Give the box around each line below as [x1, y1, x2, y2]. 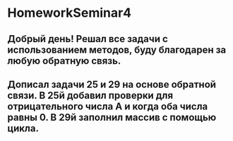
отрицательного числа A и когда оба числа [7, 100, 208, 112]
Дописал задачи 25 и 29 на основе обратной [7, 79, 217, 90]
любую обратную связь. [7, 55, 121, 67]
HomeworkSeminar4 [7, 5, 132, 21]
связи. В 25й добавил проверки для [7, 89, 174, 101]
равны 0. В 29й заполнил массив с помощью [7, 111, 217, 123]
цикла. [7, 122, 39, 134]
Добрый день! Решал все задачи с [7, 33, 168, 45]
